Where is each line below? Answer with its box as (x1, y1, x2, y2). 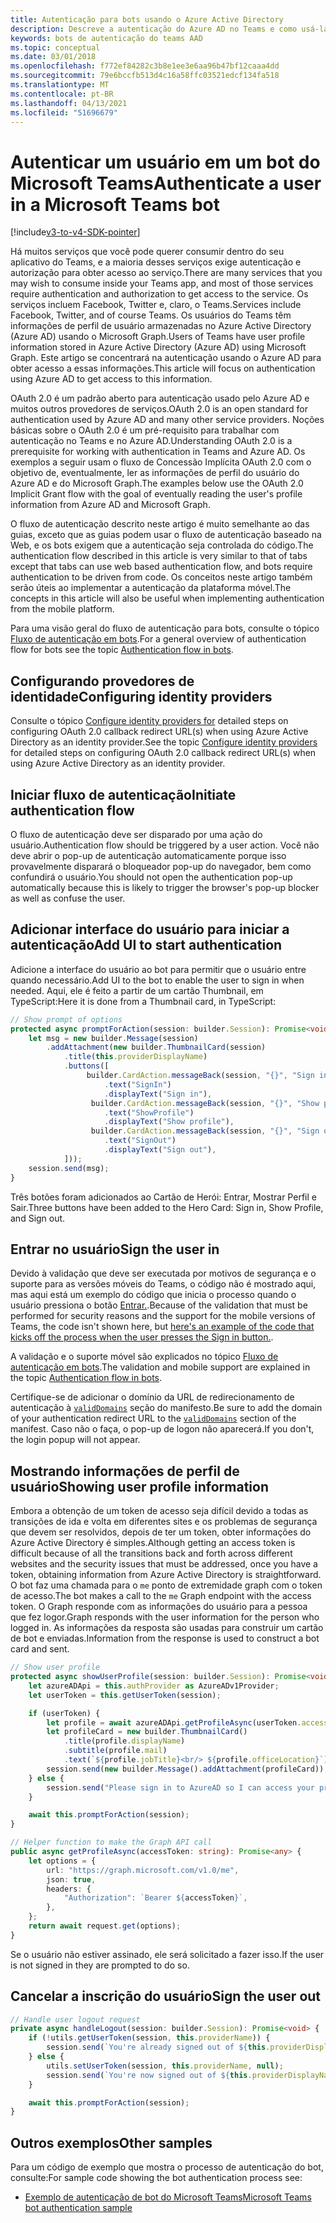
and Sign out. (10, 1212, 66, 1224)
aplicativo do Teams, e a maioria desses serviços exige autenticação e (10, 256, 302, 268)
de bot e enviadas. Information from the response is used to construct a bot (10, 1632, 320, 1645)
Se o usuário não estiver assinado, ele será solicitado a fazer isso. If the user (10, 1948, 325, 1960)
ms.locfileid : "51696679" (10, 107, 118, 118)
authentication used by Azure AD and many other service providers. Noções (10, 414, 325, 426)
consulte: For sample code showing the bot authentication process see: (10, 2172, 303, 2184)
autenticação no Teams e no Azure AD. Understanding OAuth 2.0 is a (10, 435, 293, 447)
